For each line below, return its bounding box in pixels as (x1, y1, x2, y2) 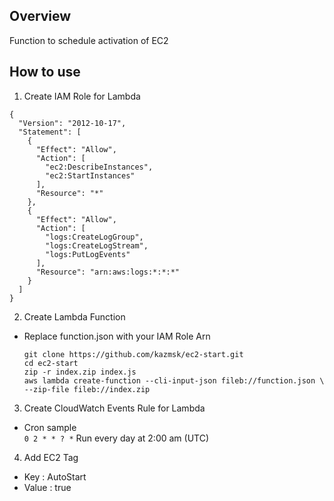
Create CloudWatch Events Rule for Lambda (23, 402, 206, 414)
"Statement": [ (18, 127, 82, 137)
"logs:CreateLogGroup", (45, 232, 144, 242)
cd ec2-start (23, 358, 79, 368)
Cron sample (23, 421, 77, 433)
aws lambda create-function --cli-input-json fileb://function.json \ (23, 375, 325, 386)
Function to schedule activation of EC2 (9, 34, 169, 46)
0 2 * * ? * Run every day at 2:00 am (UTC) (23, 432, 210, 444)
